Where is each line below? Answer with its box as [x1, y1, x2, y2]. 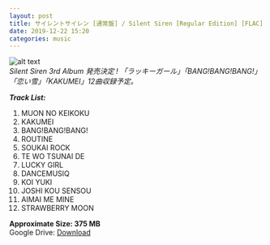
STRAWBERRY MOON [20, 204, 94, 213]
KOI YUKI [20, 178, 53, 187]
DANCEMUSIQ [20, 169, 70, 178]
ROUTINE [20, 135, 54, 144]
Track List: [9, 92, 46, 102]
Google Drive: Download [9, 228, 92, 238]
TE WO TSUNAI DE [20, 152, 85, 161]
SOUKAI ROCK [20, 143, 71, 153]
